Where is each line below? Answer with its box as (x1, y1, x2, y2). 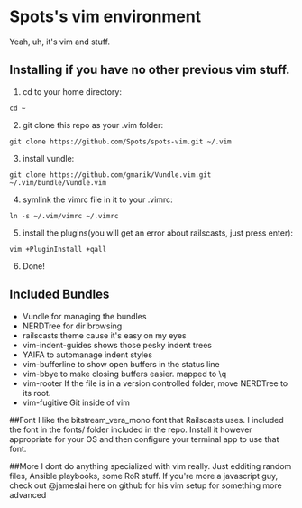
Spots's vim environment (9, 6, 202, 27)
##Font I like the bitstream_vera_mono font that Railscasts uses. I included (9, 414, 284, 425)
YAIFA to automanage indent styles (22, 349, 153, 360)
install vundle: (22, 152, 75, 163)
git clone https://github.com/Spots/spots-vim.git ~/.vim (9, 137, 232, 146)
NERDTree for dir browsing (22, 320, 123, 331)
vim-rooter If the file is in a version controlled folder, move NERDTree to (22, 377, 288, 389)
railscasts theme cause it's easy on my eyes (22, 329, 187, 340)
